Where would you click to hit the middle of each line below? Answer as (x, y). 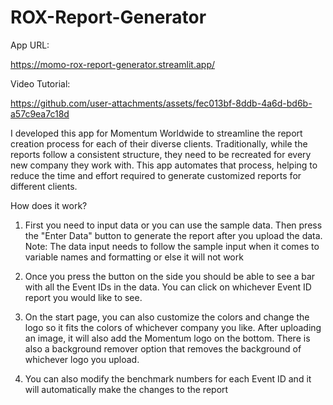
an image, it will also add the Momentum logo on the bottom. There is (167, 338)
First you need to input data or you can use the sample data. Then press (173, 225)
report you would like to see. (83, 297)
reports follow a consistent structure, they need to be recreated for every (161, 154)
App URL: (30, 45)
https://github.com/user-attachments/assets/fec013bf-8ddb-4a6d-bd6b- (161, 103)
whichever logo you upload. (82, 359)
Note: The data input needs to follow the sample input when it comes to (172, 246)
